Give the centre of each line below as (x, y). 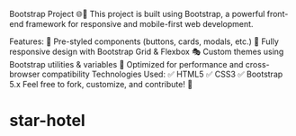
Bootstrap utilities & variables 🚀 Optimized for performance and (126, 64)
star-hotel (47, 121)
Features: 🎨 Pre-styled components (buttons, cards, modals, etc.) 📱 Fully (144, 41)
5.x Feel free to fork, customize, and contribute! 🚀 (101, 84)
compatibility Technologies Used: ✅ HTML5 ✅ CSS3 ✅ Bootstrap (162, 74)
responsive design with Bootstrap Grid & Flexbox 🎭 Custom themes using (147, 51)
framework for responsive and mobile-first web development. (139, 24)
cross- (257, 64)
